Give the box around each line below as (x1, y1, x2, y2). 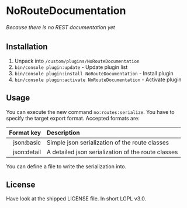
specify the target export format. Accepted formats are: (6, 115, 140, 122)
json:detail (12, 148, 41, 156)
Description (46, 129, 80, 137)
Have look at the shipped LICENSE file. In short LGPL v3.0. (6, 195, 147, 202)
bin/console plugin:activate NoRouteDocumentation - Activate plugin (14, 76, 182, 83)
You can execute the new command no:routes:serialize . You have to (6, 108, 175, 115)
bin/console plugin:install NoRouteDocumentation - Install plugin (14, 70, 174, 77)
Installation (6, 42, 48, 52)
